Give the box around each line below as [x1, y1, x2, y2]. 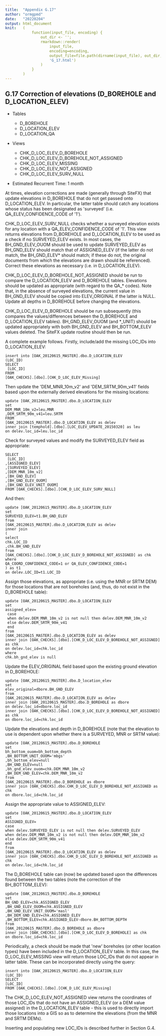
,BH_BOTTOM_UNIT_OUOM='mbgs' [5, 753, 65, 758]
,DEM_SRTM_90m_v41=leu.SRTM [5, 411, 63, 416]
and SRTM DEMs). [5, 1015, 42, 1021]
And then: [5, 495, 25, 501]
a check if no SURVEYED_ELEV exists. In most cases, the [5, 236, 121, 242]
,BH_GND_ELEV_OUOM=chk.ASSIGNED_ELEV [5, 904, 83, 909]
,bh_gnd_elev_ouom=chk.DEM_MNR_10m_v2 [5, 766, 85, 771]
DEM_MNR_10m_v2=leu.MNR [5, 407, 54, 412]
